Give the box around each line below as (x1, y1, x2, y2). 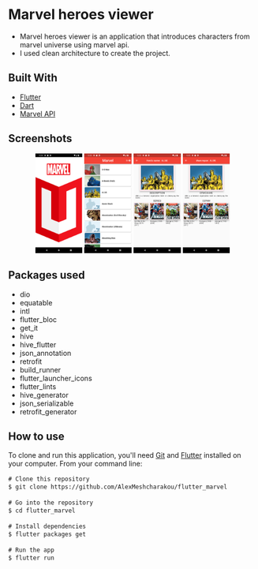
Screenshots (8, 132, 73, 145)
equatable (19, 298, 53, 307)
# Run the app (8, 546, 55, 554)
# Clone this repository (8, 475, 90, 483)
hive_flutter (19, 339, 57, 349)
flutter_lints (19, 381, 57, 391)
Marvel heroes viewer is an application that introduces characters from (19, 32, 250, 41)
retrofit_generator (19, 406, 77, 416)
